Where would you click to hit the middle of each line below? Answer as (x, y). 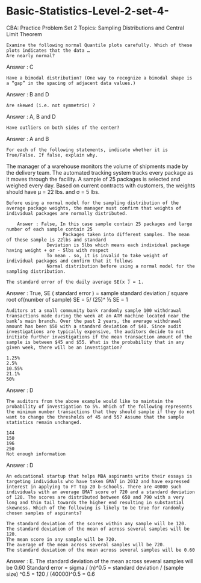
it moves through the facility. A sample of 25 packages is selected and (93, 179)
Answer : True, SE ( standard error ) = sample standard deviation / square (97, 293)
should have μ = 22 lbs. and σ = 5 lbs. (53, 192)
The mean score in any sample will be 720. (62, 539)
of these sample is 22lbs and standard (56, 240)
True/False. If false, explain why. (52, 155)
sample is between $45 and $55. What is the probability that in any (95, 342)
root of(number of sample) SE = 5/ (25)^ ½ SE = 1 (67, 299)
